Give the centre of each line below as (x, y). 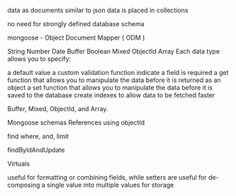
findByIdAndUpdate (36, 150)
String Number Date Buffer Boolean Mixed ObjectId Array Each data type (114, 51)
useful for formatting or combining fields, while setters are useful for (107, 177)
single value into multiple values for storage (110, 185)
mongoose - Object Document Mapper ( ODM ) (76, 38)
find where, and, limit (38, 136)
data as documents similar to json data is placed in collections (98, 10)
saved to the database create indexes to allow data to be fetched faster (111, 95)
